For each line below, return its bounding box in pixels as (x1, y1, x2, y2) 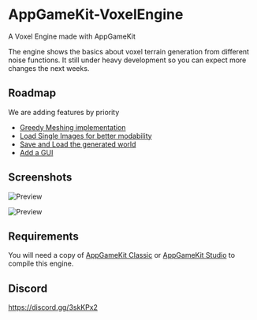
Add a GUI (19, 147, 54, 157)
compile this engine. (8, 259, 74, 269)
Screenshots (8, 171, 73, 184)
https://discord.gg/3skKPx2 (8, 303, 99, 312)
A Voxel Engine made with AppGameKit (8, 32, 136, 41)
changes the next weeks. (8, 63, 90, 73)
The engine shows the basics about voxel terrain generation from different (8, 47, 250, 56)
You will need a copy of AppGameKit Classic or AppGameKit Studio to (8, 251, 235, 260)
